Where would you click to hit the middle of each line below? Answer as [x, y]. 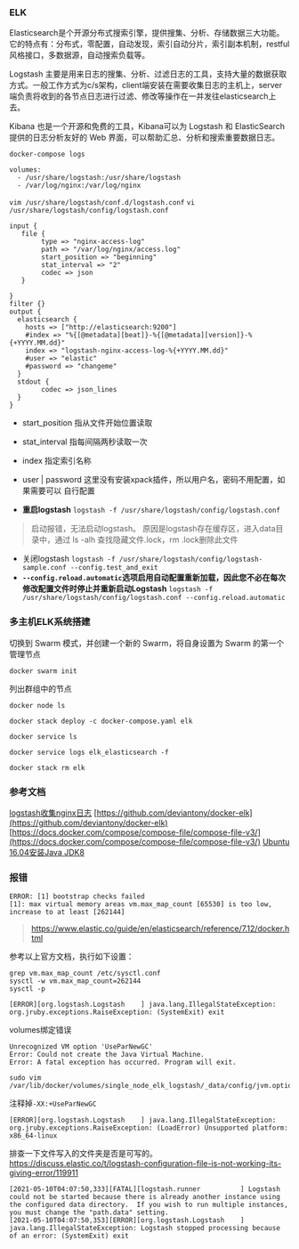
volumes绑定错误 [40, 1030]
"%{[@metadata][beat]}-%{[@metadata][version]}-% [159, 336]
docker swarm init [43, 671]
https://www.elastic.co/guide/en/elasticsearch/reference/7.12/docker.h [160, 929]
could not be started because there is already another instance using [145, 1197]
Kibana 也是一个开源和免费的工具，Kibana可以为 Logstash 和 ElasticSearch [147, 126]
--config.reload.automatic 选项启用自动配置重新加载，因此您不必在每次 [154, 578]
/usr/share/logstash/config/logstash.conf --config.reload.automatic [154, 598]
